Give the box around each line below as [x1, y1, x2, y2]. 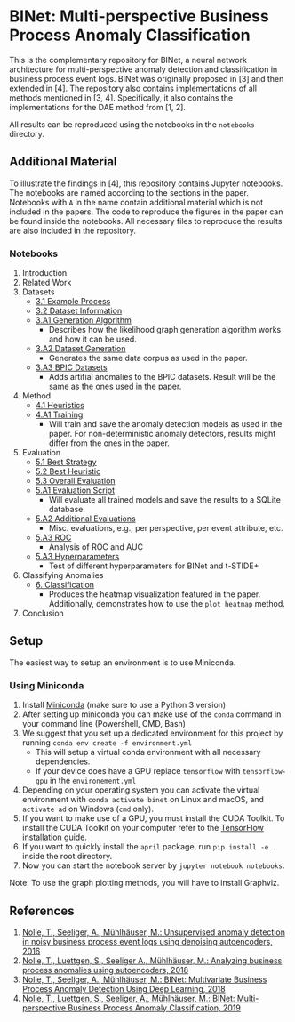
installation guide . [21, 832, 87, 842]
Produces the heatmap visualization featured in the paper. [48, 589, 261, 600]
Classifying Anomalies [21, 570, 104, 581]
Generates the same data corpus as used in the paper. [48, 353, 248, 364]
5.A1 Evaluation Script [35, 485, 116, 495]
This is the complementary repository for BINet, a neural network [9, 54, 247, 65]
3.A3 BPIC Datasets [35, 362, 108, 373]
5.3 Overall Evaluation [35, 476, 116, 487]
